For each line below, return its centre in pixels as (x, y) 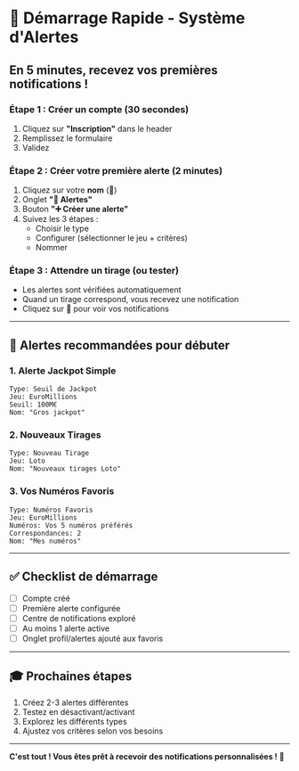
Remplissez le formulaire (67, 138)
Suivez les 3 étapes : (60, 219)
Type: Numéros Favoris (51, 510)
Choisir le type (62, 229)
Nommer (52, 248)
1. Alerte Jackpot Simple (63, 371)
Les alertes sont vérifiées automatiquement (101, 290)
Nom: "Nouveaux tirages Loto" (65, 469)
